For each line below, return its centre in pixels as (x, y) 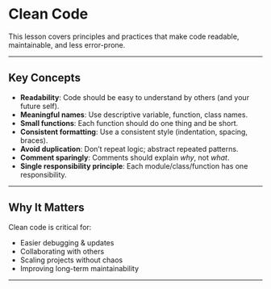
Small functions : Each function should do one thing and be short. (129, 123)
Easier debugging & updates (67, 242)
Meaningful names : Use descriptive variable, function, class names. (134, 115)
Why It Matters (46, 208)
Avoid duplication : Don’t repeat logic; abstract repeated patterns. (129, 149)
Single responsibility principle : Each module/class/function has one (134, 165)
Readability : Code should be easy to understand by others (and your (135, 97)
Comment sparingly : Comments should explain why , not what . (125, 157)
